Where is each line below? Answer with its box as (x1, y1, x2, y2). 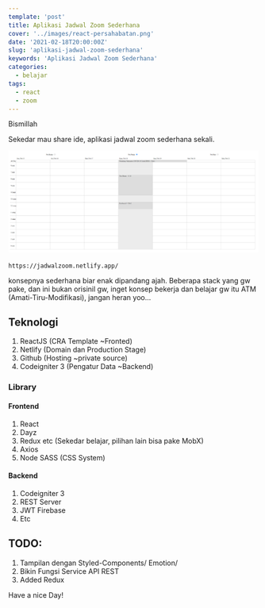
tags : (8, 79, 26, 87)
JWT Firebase (19, 505, 66, 515)
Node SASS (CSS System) (19, 452, 106, 462)
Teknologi (8, 316, 59, 329)
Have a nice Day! (8, 590, 63, 599)
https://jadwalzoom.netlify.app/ (8, 262, 119, 270)
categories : (8, 63, 48, 71)
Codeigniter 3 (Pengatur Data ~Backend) (19, 362, 154, 371)
